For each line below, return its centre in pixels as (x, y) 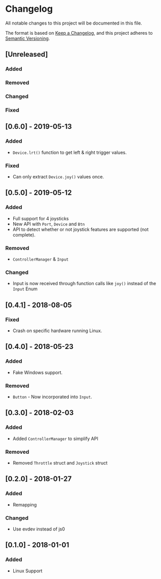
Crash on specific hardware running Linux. (57, 331)
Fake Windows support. (37, 372)
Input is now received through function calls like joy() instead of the (84, 284)
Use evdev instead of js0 (39, 529)
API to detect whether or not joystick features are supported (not (81, 229)
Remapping (25, 504)
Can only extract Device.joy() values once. (58, 177)
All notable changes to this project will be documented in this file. (74, 23)
